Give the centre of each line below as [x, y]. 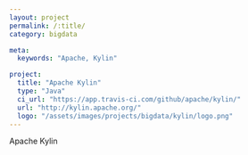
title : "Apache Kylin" [59, 83]
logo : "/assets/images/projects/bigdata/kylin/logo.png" [125, 116]
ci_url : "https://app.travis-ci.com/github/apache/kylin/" [129, 99]
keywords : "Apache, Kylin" [67, 59]
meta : [19, 50]
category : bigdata [43, 34]
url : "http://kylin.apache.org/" [79, 108]
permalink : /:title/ [48, 26]
